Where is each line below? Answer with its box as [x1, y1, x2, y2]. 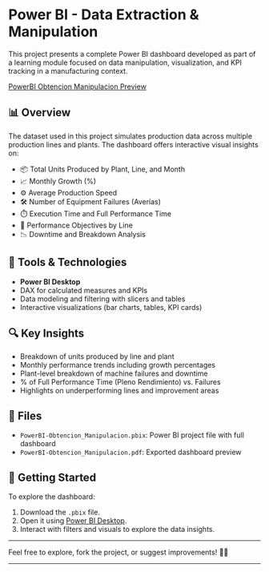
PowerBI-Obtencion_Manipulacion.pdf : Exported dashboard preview [19, 447, 242, 457]
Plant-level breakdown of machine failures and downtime [19, 369, 208, 378]
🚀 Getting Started [8, 470, 97, 484]
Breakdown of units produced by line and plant [19, 352, 175, 361]
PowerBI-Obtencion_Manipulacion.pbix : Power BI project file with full [19, 430, 244, 440]
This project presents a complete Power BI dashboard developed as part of [8, 49, 256, 58]
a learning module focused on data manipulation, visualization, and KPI [8, 58, 243, 67]
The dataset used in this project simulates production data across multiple [8, 131, 253, 141]
